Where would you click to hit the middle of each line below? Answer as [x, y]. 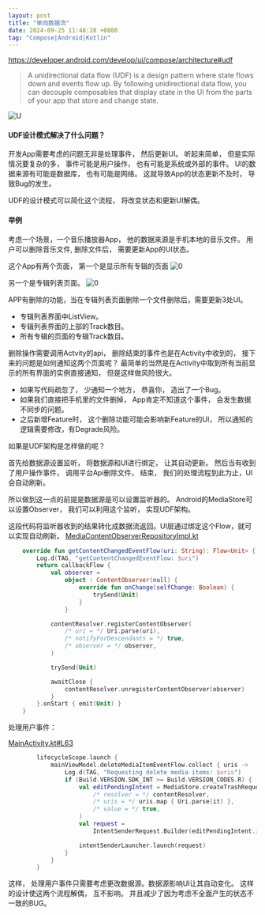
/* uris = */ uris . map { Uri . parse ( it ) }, [164, 802]
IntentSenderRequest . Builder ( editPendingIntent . [174, 831]
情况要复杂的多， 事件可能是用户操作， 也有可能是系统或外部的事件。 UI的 [129, 164]
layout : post [30, 15]
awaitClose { [71, 682]
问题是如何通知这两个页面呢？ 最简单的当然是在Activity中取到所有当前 [135, 363]
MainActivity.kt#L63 [41, 743]
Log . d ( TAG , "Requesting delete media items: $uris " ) [153, 772]
